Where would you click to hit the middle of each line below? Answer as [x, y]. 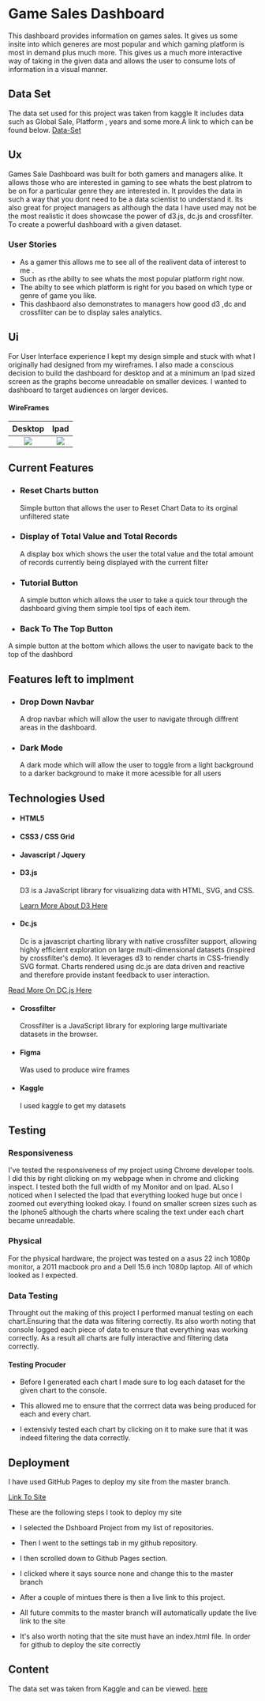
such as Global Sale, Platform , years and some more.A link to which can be [131, 121]
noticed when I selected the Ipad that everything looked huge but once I [125, 1195]
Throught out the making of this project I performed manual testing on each [131, 1312]
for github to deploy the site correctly [80, 1644]
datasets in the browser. [59, 1034]
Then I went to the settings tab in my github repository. [109, 1543]
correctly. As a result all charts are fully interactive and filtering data [118, 1337]
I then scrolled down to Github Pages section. [93, 1558]
